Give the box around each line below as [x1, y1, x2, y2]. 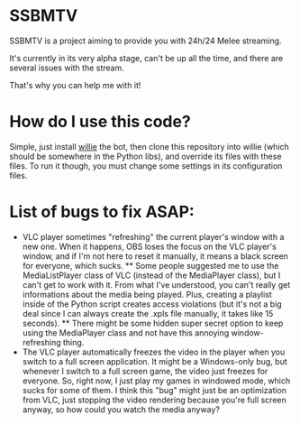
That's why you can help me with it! [9, 79, 141, 90]
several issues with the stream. [9, 62, 124, 73]
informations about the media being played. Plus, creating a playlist [22, 289, 272, 300]
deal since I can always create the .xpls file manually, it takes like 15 [22, 308, 274, 318]
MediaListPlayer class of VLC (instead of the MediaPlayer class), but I [22, 270, 281, 281]
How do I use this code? [9, 112, 191, 132]
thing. [62, 336, 85, 347]
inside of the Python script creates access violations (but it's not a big [22, 299, 282, 309]
